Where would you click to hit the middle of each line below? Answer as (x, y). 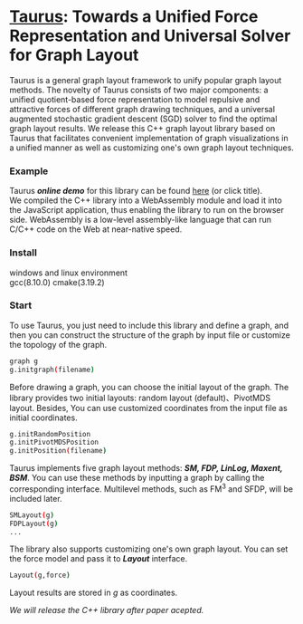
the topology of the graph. (58, 344)
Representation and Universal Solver (150, 36)
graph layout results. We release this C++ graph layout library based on (142, 128)
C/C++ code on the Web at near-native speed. (96, 229)
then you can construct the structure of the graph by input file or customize (150, 335)
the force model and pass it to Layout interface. (99, 559)
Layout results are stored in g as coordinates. (94, 593)
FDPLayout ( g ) (34, 523)
